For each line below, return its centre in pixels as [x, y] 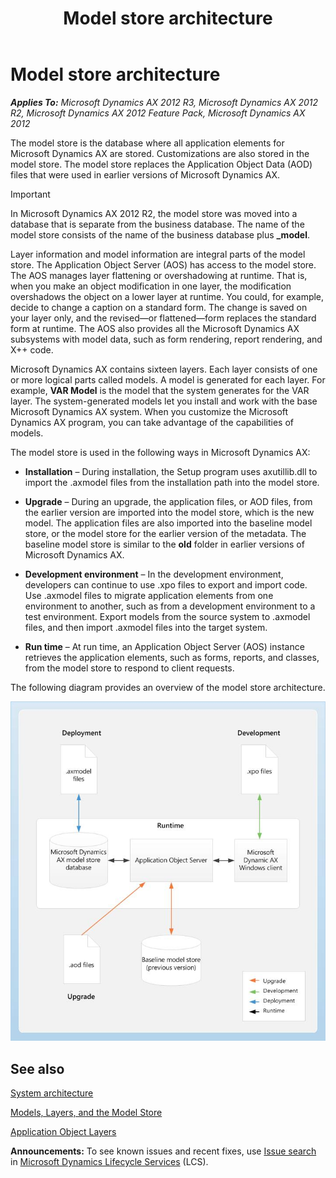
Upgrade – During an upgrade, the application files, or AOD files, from [168, 501]
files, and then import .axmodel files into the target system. [146, 627]
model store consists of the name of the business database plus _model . [160, 234]
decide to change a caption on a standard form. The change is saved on [159, 307]
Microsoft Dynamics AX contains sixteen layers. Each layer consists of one [164, 369]
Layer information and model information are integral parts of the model [158, 254]
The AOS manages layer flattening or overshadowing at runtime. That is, [159, 275]
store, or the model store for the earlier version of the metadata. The [165, 533]
